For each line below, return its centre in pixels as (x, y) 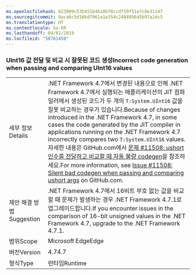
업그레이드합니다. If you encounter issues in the (111, 208)
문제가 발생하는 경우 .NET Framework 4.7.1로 (122, 200)
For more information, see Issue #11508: (117, 166)
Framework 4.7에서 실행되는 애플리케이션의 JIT (110, 92)
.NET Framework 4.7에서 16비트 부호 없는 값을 (110, 191)
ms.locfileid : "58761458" (37, 39)
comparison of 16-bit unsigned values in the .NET (116, 216)
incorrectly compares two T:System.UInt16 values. (116, 139)
